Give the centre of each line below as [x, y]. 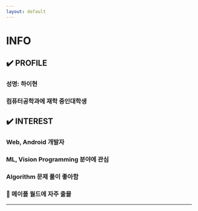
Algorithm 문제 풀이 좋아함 [42, 177]
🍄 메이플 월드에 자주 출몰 [39, 194]
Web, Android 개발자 [35, 142]
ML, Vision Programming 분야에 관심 [57, 160]
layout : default [26, 11]
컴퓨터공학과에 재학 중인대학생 [47, 101]
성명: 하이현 [22, 84]
